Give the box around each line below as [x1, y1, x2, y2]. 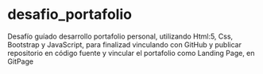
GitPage [7, 57, 33, 66]
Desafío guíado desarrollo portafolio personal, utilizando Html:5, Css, [7, 31, 234, 41]
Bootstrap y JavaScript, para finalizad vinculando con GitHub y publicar [7, 39, 242, 49]
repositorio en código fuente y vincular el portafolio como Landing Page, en [7, 48, 255, 57]
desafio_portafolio [7, 6, 133, 24]
